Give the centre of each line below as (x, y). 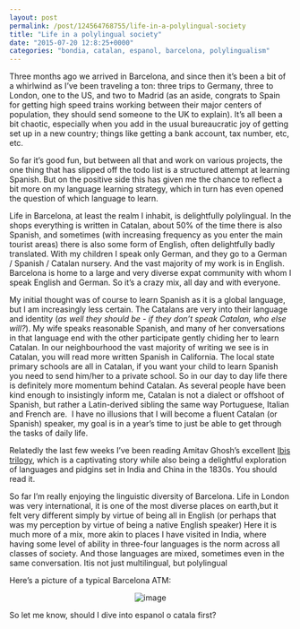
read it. (22, 479)
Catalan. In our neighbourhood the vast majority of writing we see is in (139, 348)
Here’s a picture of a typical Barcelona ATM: (90, 581)
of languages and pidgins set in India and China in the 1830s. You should (143, 470)
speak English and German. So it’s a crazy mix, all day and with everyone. (145, 282)
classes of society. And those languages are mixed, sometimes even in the (147, 554)
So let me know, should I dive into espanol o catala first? (113, 616)
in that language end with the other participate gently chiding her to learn (144, 338)
